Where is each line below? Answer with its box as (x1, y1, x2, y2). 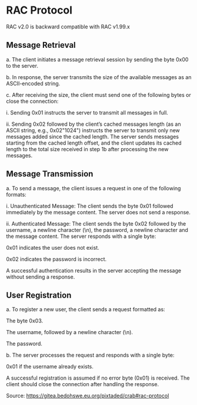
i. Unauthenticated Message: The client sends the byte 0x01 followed (6, 202, 173, 210)
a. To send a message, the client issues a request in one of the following (6, 184, 181, 192)
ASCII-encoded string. (6, 80, 61, 87)
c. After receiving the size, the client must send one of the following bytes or (6, 91, 191, 98)
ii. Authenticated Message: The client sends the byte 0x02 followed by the (6, 220, 186, 227)
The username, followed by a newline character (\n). (6, 329, 133, 336)
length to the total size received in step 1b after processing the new (6, 145, 169, 152)
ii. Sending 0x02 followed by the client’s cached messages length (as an (6, 120, 181, 128)
